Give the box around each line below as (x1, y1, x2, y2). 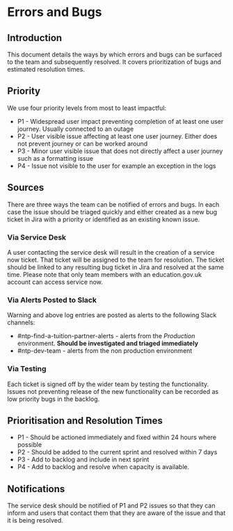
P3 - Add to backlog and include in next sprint (17, 455, 150, 463)
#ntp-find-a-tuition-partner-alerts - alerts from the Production (17, 332, 195, 340)
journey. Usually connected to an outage (17, 125, 134, 133)
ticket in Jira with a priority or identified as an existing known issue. (7, 215, 200, 223)
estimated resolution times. (7, 65, 85, 73)
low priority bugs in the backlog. (7, 395, 100, 403)
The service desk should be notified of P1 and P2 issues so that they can (7, 502, 216, 510)
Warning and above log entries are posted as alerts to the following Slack (7, 311, 217, 319)
